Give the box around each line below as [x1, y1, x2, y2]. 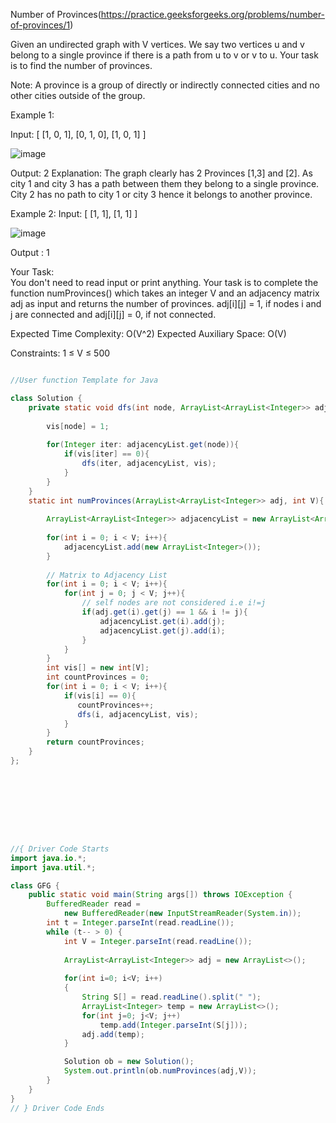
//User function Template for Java [10, 375, 159, 385]
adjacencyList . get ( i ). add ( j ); [99, 616, 226, 626]
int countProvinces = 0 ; [46, 672, 150, 683]
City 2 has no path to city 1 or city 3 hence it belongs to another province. [10, 189, 313, 200]
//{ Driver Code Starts [10, 844, 110, 854]
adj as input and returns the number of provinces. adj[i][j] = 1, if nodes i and [10, 298, 322, 309]
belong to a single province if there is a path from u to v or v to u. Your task [10, 49, 319, 61]
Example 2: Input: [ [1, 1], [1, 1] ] [10, 208, 138, 219]
